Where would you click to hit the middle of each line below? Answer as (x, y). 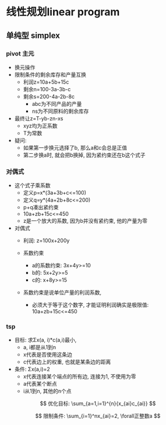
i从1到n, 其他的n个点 (47, 391)
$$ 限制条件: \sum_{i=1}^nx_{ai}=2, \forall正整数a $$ (98, 416)
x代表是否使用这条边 (48, 355)
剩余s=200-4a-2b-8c (49, 96)
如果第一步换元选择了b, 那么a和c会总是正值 (75, 147)
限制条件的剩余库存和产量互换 (50, 74)
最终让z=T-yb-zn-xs (39, 118)
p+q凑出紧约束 (41, 208)
